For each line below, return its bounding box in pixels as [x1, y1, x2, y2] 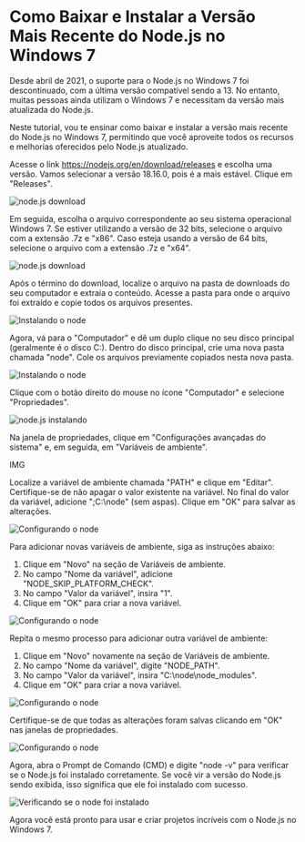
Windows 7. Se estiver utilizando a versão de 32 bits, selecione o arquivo [9, 223, 283, 234]
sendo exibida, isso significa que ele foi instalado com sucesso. [9, 778, 249, 789]
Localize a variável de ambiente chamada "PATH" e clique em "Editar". [9, 476, 274, 488]
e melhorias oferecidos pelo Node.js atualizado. [9, 141, 188, 152]
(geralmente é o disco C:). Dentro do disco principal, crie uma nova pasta [9, 341, 285, 352]
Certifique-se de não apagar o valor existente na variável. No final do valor [9, 486, 290, 497]
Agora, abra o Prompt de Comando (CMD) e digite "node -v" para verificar [9, 759, 290, 770]
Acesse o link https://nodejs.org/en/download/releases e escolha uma [9, 158, 273, 169]
